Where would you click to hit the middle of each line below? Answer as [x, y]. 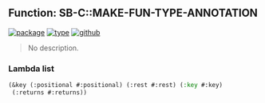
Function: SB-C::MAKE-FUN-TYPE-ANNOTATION [133, 13]
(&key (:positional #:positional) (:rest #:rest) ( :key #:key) [116, 85]
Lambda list [31, 69]
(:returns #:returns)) [49, 92]
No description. [53, 48]
